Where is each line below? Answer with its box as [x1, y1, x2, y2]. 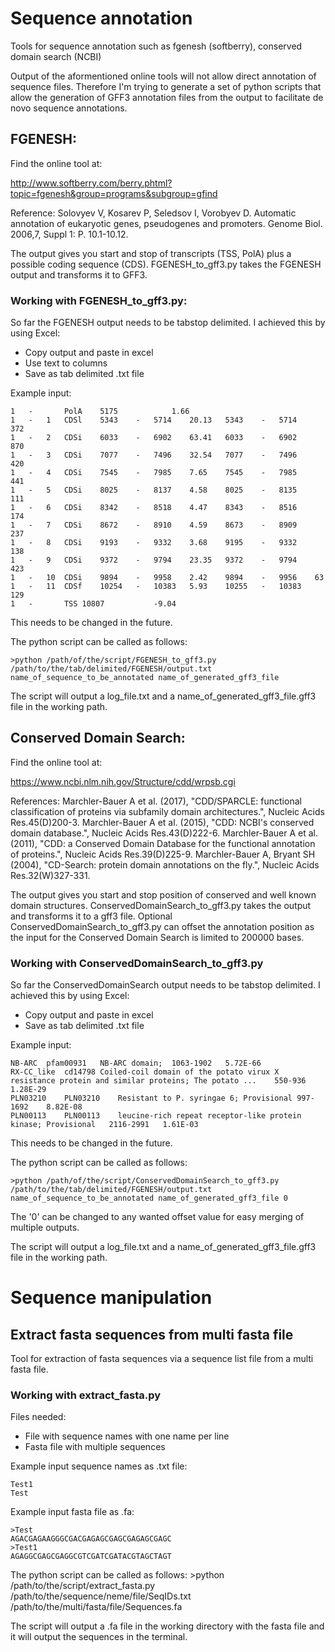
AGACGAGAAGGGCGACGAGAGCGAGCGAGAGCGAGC [10, 1534, 172, 1544]
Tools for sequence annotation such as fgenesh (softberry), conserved [10, 40, 303, 52]
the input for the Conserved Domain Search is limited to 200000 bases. [10, 931, 305, 943]
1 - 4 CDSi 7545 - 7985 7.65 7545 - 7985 [10, 468, 298, 478]
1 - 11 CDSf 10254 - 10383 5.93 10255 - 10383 [10, 582, 302, 592]
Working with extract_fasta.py [10, 1388, 162, 1402]
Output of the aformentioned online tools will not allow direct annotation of [10, 70, 317, 82]
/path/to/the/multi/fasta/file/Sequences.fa [10, 1601, 183, 1613]
